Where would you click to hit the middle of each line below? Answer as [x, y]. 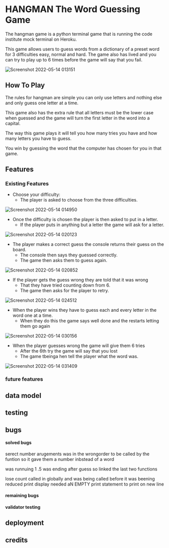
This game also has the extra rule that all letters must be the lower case [79, 112]
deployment [25, 523]
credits [17, 540]
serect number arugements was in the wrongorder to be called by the [77, 454]
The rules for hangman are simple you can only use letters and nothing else [84, 97]
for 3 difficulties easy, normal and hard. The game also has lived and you [81, 54]
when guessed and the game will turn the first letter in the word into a [77, 118]
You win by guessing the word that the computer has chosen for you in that [83, 148]
